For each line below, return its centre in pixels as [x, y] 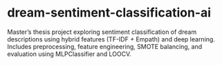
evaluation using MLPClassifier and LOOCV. [69, 54]
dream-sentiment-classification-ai [109, 13]
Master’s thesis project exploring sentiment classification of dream [102, 32]
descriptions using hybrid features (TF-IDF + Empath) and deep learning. [111, 39]
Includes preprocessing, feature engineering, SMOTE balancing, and [105, 46]
